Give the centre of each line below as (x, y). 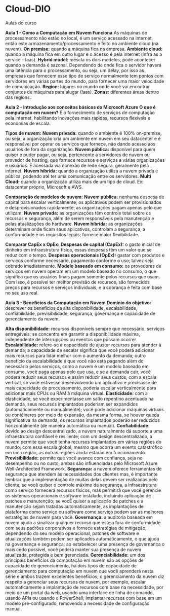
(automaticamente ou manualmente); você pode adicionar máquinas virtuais (85, 409)
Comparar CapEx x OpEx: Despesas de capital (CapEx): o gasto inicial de (83, 244)
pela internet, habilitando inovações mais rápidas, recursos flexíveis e (78, 118)
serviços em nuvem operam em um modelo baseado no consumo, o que (81, 271)
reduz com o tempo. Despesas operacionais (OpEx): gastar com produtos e (85, 255)
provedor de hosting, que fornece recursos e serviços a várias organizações (85, 160)
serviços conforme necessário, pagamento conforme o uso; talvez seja (79, 260)
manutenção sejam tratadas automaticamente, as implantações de (75, 506)
